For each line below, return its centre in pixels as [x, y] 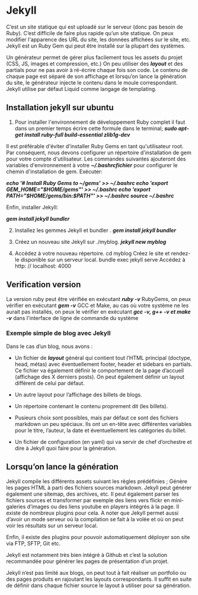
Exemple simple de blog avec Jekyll [58, 333]
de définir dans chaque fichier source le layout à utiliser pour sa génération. [99, 585]
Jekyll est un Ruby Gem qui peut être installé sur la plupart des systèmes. [96, 46]
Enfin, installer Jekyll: [32, 207]
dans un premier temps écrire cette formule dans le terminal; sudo [96, 128]
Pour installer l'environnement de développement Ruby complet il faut [100, 122]
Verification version [44, 285]
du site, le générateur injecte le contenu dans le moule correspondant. [92, 82]
